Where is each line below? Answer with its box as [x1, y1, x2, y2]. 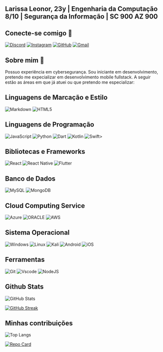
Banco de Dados [5, 174, 56, 183]
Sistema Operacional [5, 228, 70, 237]
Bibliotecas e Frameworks [5, 148, 86, 156]
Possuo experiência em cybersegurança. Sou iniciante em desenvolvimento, [5, 69, 158, 75]
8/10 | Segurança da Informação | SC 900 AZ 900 [5, 13, 158, 21]
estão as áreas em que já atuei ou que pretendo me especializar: [5, 79, 135, 85]
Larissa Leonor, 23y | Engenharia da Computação [5, 5, 158, 13]
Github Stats [5, 283, 44, 291]
